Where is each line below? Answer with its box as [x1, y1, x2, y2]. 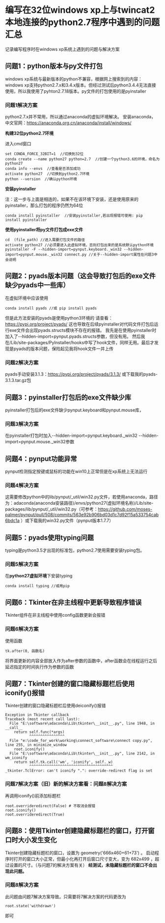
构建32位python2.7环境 [5, 131, 54, 136]
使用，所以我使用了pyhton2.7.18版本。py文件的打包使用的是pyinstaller [5, 88, 146, 94]
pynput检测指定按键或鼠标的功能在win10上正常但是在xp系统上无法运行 [5, 468, 148, 474]
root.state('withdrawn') [5, 903, 56, 908]
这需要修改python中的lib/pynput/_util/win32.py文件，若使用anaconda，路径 [5, 494, 158, 500]
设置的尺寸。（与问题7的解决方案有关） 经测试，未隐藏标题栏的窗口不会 [9, 862, 153, 868]
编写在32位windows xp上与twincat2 [5, 4, 155, 16]
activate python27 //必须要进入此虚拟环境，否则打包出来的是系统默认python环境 [5, 243, 154, 248]
